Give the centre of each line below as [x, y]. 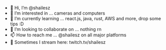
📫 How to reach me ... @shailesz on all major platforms [68, 35]
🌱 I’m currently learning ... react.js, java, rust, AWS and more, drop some [86, 18]
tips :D [17, 24]
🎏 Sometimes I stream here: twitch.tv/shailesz [58, 42]
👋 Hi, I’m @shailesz [30, 8]
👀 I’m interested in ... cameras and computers [58, 13]
